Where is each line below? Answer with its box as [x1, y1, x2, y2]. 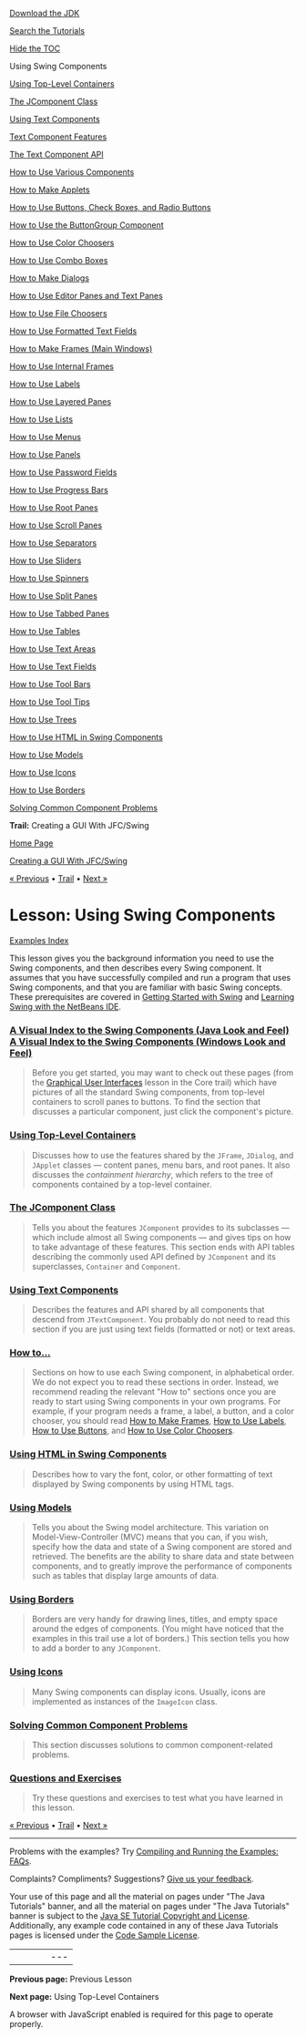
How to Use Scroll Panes [9, 520, 103, 530]
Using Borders [9, 1592, 75, 1605]
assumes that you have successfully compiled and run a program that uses [9, 972, 291, 983]
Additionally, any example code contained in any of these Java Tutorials [9, 1920, 279, 1931]
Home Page [9, 838, 54, 849]
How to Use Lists [9, 414, 74, 425]
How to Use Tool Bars [9, 679, 91, 689]
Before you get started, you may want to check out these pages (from [31, 1067, 294, 1078]
